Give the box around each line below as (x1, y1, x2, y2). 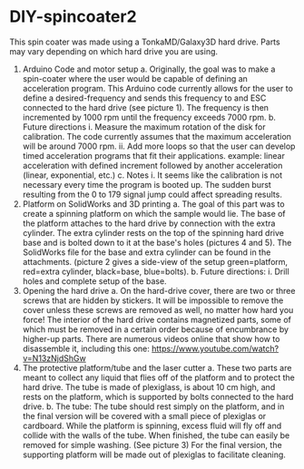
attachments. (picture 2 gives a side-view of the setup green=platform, (22, 256, 289, 267)
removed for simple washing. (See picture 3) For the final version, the (22, 439, 283, 450)
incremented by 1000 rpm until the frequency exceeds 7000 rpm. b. (22, 112, 277, 122)
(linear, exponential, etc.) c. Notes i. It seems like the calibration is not (22, 170, 283, 181)
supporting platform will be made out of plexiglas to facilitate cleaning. (22, 449, 286, 460)
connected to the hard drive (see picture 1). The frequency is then (22, 102, 270, 112)
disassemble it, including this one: (22, 343, 150, 354)
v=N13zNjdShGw (22, 352, 86, 364)
